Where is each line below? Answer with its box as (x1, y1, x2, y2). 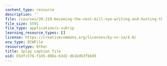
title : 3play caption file (5, 49, 61, 54)
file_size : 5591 (5, 21, 39, 26)
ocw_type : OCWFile (5, 40, 43, 45)
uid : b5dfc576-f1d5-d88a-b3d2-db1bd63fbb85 (5, 53, 97, 59)
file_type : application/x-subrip (5, 26, 75, 31)
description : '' (5, 12, 39, 17)
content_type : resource (5, 7, 55, 12)
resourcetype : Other (5, 44, 48, 49)
